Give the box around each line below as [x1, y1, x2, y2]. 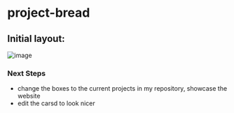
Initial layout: [7, 33, 65, 45]
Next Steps [7, 68, 46, 78]
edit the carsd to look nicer [17, 99, 96, 107]
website [17, 92, 41, 100]
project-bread [7, 5, 90, 21]
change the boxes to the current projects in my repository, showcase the [17, 84, 228, 93]
